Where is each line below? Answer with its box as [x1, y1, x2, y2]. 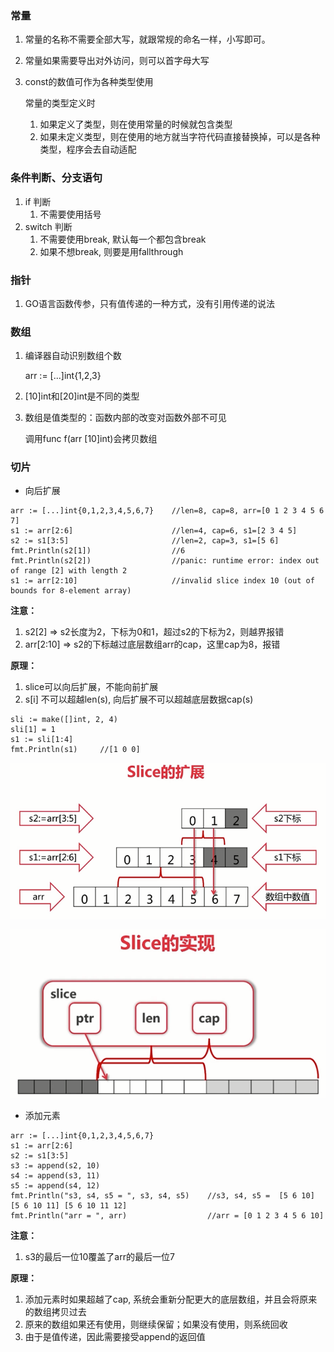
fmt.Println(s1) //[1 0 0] [10, 745, 141, 755]
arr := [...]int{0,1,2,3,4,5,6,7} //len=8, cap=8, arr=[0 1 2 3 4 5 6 [10, 506, 325, 516]
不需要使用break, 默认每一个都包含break [39, 233, 207, 245]
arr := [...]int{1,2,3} [24, 370, 102, 382]
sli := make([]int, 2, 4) [10, 715, 118, 725]
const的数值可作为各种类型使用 [24, 76, 154, 88]
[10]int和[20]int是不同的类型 [24, 390, 140, 402]
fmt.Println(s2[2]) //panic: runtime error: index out [10, 556, 320, 566]
